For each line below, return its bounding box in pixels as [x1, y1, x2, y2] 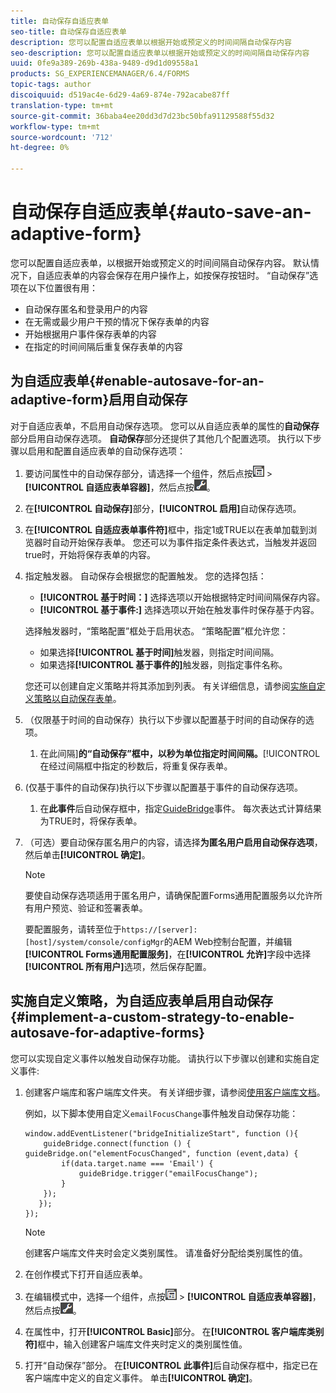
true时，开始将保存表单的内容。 [24, 548, 157, 560]
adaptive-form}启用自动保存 [10, 391, 188, 409]
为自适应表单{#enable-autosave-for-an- [10, 373, 265, 390]
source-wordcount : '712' [10, 132, 114, 142]
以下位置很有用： [27, 281, 98, 294]
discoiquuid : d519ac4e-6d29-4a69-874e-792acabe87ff [10, 90, 230, 100]
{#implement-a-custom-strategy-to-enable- [10, 1009, 295, 1026]
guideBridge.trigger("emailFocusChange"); [78, 1168, 259, 1179]
